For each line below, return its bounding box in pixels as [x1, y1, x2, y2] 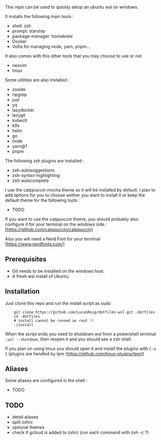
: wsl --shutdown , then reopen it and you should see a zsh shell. [5, 336, 132, 342]
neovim [12, 63, 27, 68]
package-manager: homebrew [12, 34, 73, 39]
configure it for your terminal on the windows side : [5, 221, 107, 227]
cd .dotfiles [14, 314, 40, 319]
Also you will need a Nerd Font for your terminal [5, 236, 100, 242]
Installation [5, 287, 40, 296]
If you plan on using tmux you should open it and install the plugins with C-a [5, 345, 156, 352]
